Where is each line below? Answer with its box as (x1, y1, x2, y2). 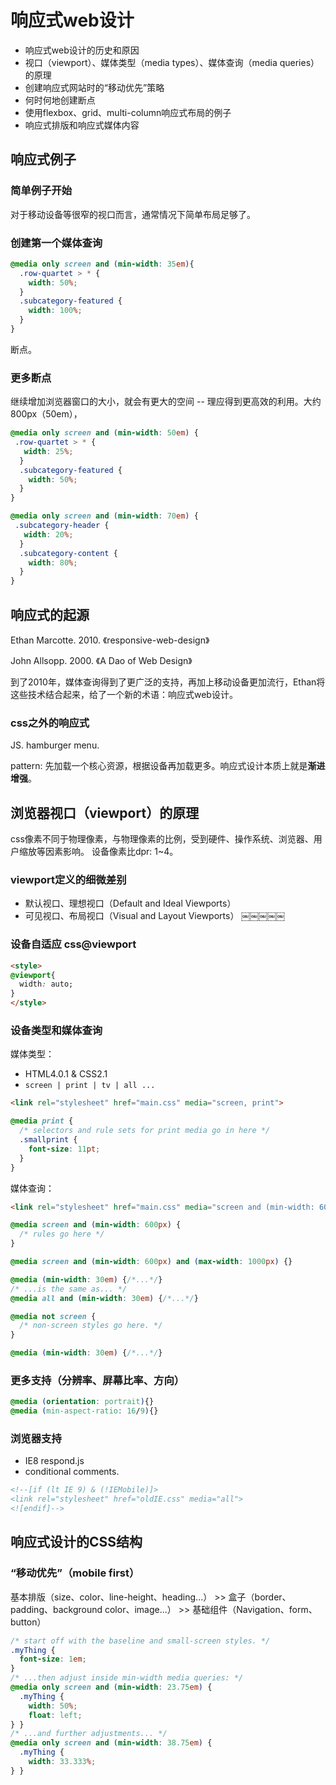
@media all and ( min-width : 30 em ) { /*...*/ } (10, 1293, 199, 1303)
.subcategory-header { (14, 521, 110, 531)
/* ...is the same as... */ (10, 1284, 128, 1294)
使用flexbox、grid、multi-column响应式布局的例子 (24, 106, 232, 118)
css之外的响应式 (10, 716, 90, 730)
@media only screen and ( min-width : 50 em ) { (10, 428, 199, 438)
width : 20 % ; (23, 529, 74, 540)
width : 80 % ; (28, 557, 78, 568)
